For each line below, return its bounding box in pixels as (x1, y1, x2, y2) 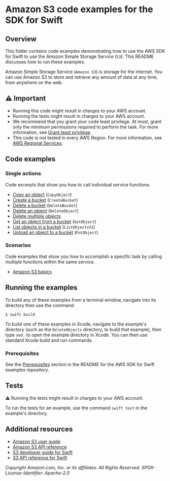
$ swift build (5, 312, 36, 317)
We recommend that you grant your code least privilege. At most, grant (12, 118, 161, 124)
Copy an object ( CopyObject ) (12, 191, 72, 198)
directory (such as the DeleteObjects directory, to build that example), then (5, 326, 162, 332)
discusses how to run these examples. (5, 59, 85, 65)
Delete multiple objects (12, 213, 61, 219)
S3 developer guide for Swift (12, 449, 73, 455)
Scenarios (5, 242, 31, 249)
